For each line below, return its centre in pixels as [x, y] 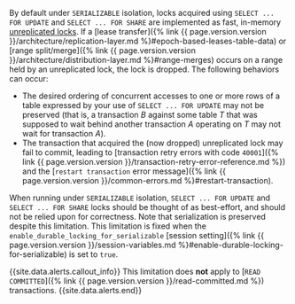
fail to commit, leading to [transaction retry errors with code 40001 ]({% [150, 152]
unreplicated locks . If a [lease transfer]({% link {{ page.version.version [138, 31]
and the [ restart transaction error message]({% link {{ [124, 171]
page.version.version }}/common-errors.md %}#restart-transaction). [147, 180]
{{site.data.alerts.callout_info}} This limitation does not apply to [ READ [135, 271]
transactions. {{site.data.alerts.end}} [76, 290]
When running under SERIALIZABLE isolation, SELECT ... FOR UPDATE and [140, 198]
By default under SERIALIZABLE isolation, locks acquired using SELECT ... [142, 13]
